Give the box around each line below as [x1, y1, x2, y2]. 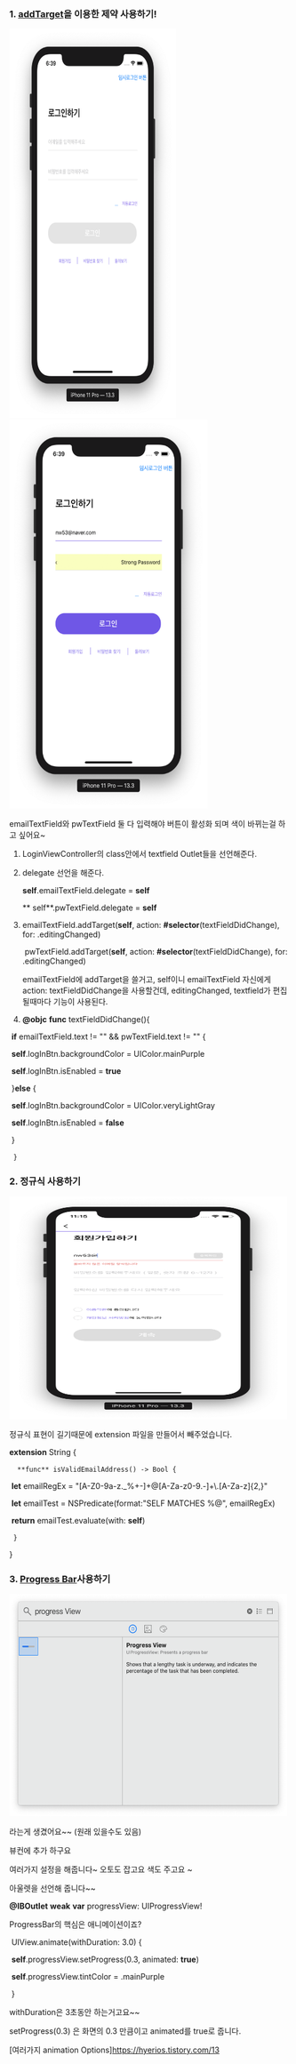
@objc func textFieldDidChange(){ [21, 1014, 150, 1025]
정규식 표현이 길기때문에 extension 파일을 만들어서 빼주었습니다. [9, 1428, 233, 1439]
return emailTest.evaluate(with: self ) [11, 1515, 146, 1525]
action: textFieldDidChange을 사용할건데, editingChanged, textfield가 [21, 985, 271, 996]
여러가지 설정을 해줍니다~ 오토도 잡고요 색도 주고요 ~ [9, 1864, 193, 1875]
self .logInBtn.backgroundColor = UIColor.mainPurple [11, 1049, 205, 1060]
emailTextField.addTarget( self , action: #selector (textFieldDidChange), [21, 920, 280, 931]
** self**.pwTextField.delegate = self [21, 902, 157, 913]
